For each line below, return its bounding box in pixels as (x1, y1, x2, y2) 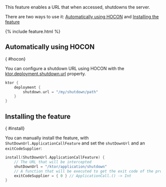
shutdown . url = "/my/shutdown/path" (23, 89, 98, 94)
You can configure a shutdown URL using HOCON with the (5, 65, 124, 71)
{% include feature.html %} (5, 29, 61, 34)
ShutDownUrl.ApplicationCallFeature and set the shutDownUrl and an (5, 140, 145, 146)
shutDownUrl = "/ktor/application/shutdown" (14, 164, 107, 169)
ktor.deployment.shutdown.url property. (5, 71, 86, 76)
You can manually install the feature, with (5, 135, 89, 141)
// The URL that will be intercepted (14, 159, 92, 164)
